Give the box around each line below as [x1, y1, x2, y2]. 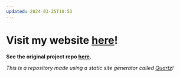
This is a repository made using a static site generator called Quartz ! [6, 64, 174, 71]
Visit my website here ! [6, 33, 118, 47]
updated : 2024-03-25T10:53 [6, 8, 73, 15]
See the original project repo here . [6, 53, 91, 60]
